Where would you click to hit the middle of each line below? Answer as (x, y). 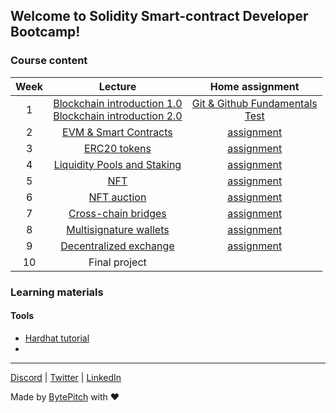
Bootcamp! (45, 32)
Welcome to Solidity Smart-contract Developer (159, 16)
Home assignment (254, 86)
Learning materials (57, 292)
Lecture (117, 86)
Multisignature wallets (118, 229)
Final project (117, 262)
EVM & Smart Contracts (117, 132)
